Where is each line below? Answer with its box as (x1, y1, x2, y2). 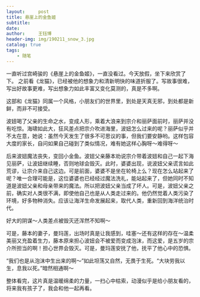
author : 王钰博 (6, 31, 52, 37)
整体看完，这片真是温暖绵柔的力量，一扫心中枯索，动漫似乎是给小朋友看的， (6, 277, 194, 284)
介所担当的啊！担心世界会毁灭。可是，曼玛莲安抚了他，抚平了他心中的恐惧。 (6, 244, 194, 251)
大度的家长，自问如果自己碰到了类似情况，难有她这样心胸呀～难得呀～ (6, 140, 179, 147)
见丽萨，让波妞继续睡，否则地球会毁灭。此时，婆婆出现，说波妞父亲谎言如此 (6, 160, 194, 167)
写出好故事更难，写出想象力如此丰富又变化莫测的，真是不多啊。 (6, 84, 162, 92)
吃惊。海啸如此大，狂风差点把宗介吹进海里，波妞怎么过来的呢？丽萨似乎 (11, 125, 189, 132)
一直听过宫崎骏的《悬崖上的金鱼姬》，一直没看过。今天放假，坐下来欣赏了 (6, 69, 186, 77)
